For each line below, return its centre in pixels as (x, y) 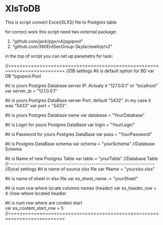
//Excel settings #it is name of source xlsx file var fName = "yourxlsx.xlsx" (80, 169)
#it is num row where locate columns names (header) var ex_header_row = (81, 188)
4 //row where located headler (36, 193)
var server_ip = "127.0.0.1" (31, 91)
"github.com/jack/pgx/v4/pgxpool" (48, 41)
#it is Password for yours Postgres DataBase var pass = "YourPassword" (79, 134)
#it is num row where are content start (44, 203)
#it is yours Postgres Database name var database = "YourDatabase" (75, 115)
